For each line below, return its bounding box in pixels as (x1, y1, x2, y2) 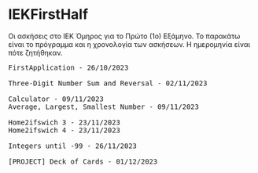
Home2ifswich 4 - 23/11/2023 (8, 125, 120, 135)
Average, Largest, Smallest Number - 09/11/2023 (8, 102, 199, 111)
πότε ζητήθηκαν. (8, 48, 63, 57)
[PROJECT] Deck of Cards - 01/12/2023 (8, 157, 158, 166)
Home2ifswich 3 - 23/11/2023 (8, 117, 120, 127)
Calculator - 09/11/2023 (8, 94, 104, 103)
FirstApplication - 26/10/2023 (8, 63, 129, 72)
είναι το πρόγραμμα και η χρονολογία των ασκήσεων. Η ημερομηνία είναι (8, 39, 251, 49)
